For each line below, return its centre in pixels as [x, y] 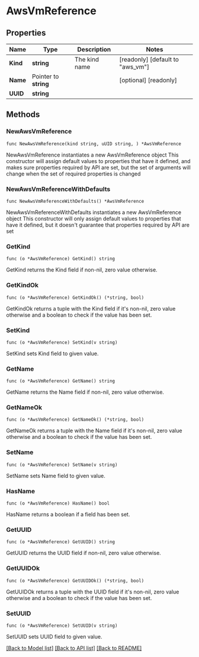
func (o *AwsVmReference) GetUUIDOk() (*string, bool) [75, 581]
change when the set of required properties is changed [73, 174]
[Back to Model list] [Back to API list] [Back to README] [74, 648]
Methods [23, 115]
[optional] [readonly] [148, 80]
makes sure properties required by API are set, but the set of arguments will [98, 167]
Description [94, 50]
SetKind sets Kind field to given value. [52, 353]
